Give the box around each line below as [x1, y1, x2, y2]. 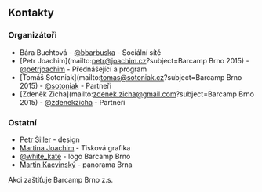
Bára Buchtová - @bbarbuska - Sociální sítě [19, 47, 162, 57]
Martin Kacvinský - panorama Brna [19, 160, 133, 169]
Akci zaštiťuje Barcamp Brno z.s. [8, 175, 114, 184]
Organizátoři [8, 30, 57, 41]
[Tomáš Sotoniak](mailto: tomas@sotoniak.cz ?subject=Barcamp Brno [19, 72, 242, 82]
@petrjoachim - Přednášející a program [19, 64, 147, 74]
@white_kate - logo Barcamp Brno [19, 151, 131, 161]
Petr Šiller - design [19, 135, 80, 144]
